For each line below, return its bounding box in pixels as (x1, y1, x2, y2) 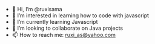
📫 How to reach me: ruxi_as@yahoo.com (12, 32, 116, 38)
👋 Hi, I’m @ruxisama (12, 6, 62, 12)
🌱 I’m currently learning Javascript (12, 18, 98, 25)
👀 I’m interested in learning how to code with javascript (12, 12, 150, 19)
